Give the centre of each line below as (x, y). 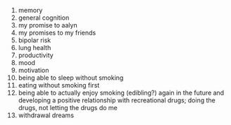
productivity (36, 55)
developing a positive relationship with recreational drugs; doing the (117, 100)
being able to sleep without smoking (71, 78)
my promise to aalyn (48, 25)
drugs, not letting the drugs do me (68, 108)
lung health (35, 48)
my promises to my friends (57, 32)
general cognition (44, 18)
